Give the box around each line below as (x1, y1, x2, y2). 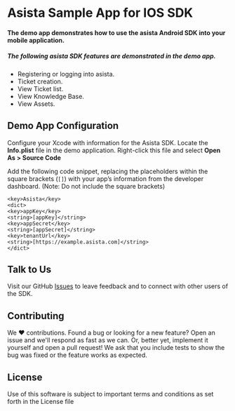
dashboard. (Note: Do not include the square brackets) (7, 182, 166, 190)
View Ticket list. (17, 84, 64, 93)
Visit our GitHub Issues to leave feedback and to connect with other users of (7, 282, 229, 290)
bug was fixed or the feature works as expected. (7, 351, 147, 359)
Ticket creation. (17, 77, 63, 86)
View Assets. (17, 100, 55, 108)
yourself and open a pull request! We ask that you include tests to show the (7, 344, 225, 352)
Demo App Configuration (7, 120, 119, 132)
